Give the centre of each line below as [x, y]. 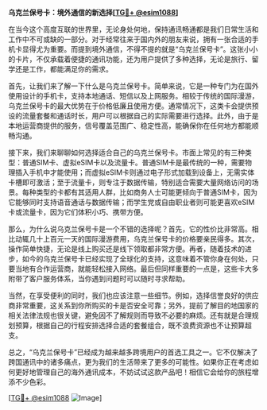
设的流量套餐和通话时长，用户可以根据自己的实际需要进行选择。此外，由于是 [133, 116]
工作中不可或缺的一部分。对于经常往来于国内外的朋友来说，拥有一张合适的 [130, 39]
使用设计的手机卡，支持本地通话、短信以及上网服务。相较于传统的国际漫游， [133, 96]
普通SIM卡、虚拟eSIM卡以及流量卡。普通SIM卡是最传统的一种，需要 [133, 162]
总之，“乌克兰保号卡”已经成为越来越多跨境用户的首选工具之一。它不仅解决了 [133, 352]
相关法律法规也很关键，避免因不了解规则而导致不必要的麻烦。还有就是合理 [130, 315]
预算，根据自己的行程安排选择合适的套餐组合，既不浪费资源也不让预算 [130, 325]
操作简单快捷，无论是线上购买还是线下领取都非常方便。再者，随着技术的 [126, 249]
